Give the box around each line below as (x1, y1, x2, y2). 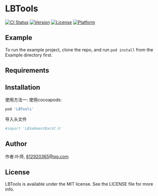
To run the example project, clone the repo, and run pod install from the (5, 46, 154, 52)
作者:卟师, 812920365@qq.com (5, 154, 69, 159)
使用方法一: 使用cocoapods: (5, 97, 62, 103)
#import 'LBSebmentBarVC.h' (5, 126, 63, 131)
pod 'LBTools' (5, 107, 34, 112)
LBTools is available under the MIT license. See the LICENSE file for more (5, 181, 154, 187)
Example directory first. (5, 52, 53, 58)
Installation (5, 83, 40, 91)
